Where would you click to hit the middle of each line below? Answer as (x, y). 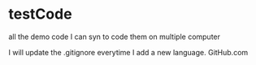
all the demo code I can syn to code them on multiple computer (115, 37)
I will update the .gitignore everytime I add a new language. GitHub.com (128, 52)
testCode (40, 14)
